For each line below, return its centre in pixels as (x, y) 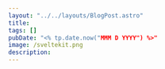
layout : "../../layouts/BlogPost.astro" (76, 15)
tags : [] (23, 30)
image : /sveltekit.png (46, 45)
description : (30, 52)
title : (19, 23)
